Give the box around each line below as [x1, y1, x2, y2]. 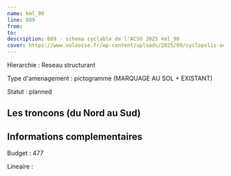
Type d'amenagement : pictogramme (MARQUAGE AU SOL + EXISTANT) [7, 74, 213, 82]
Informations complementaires [7, 131, 143, 142]
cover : [7, 42, 26, 49]
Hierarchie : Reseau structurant [7, 61, 96, 69]
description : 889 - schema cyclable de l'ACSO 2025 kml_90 [7, 36, 180, 43]
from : [7, 23, 23, 30]
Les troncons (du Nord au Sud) [7, 107, 141, 119]
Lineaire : [7, 162, 34, 170]
